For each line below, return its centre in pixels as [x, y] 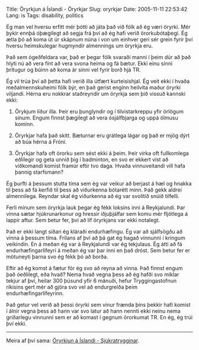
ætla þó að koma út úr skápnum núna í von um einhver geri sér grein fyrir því [99, 39]
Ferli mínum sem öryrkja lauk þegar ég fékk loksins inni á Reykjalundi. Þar [96, 208]
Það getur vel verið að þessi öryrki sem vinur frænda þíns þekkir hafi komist [98, 305]
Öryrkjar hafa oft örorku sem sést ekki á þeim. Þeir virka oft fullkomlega [102, 153]
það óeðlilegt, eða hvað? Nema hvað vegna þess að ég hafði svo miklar [93, 274]
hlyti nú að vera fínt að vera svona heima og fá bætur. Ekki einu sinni [89, 63]
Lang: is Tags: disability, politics [45, 15]
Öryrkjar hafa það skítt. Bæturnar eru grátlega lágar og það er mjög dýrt [102, 135]
